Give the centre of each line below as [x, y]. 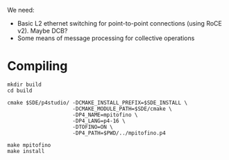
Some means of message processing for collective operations [106, 38]
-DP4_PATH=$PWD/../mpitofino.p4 [119, 133]
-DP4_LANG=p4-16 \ [99, 121]
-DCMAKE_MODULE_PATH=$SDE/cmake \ [122, 109]
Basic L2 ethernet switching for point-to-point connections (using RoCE [119, 23]
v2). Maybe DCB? [42, 31]
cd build [20, 90]
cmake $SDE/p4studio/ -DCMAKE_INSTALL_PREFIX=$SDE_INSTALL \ [97, 103]
